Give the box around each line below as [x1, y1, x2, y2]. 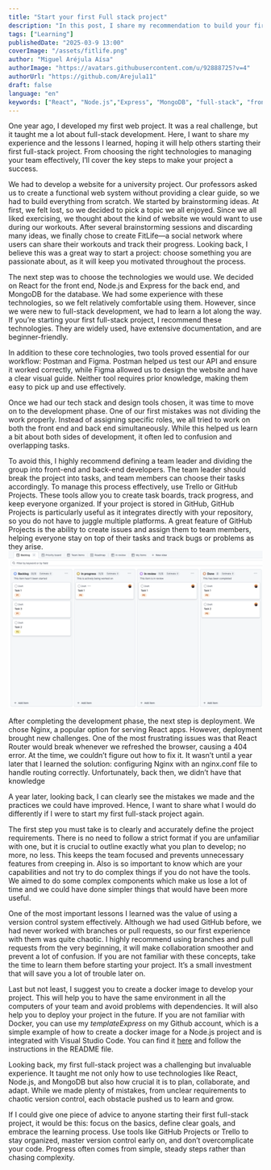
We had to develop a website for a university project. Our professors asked [8, 180, 258, 189]
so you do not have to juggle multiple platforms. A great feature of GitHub [8, 516, 252, 526]
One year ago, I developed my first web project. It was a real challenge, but [8, 121, 258, 131]
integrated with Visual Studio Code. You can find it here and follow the [8, 1036, 242, 1046]
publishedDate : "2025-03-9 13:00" [8, 39, 125, 47]
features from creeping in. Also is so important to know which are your [8, 859, 243, 868]
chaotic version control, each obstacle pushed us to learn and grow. [8, 1094, 235, 1104]
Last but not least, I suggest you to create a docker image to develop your [8, 985, 254, 994]
